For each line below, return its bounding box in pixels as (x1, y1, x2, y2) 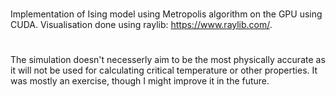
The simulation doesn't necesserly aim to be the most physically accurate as (10, 54, 326, 66)
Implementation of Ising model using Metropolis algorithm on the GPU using (10, 8, 323, 20)
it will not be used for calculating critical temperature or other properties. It (10, 64, 318, 77)
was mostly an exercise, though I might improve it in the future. (10, 75, 270, 87)
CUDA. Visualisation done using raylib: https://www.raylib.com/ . (10, 19, 273, 31)
